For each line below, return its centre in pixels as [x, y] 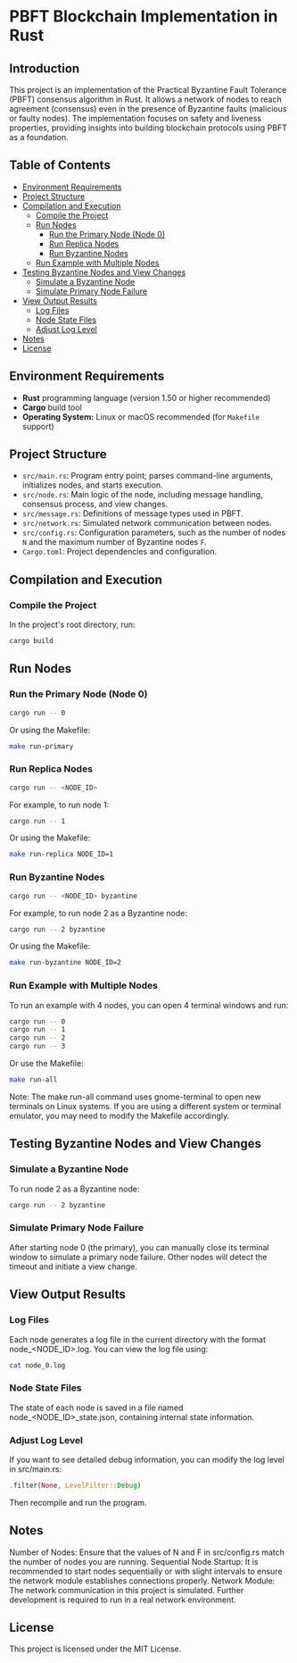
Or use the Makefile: [46, 1064]
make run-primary [41, 746]
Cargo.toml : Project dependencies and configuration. [119, 552]
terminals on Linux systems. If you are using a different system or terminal [145, 1106]
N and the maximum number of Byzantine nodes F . [114, 542]
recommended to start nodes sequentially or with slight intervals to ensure [146, 1571]
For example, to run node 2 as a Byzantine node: [99, 913]
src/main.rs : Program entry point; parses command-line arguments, [148, 476]
